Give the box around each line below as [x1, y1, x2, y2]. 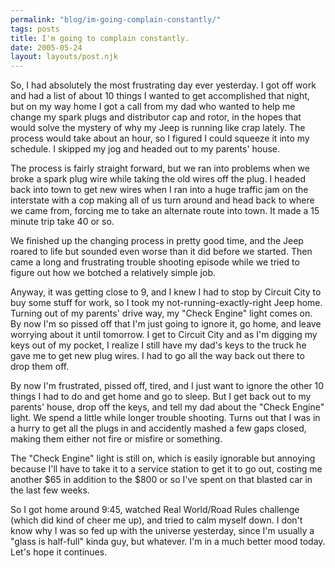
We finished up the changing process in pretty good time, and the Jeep [10, 235, 304, 247]
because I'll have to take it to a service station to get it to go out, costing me [10, 463, 323, 475]
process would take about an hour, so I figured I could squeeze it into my [10, 132, 310, 145]
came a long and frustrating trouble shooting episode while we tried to [10, 256, 300, 268]
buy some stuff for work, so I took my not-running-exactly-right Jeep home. [10, 297, 323, 309]
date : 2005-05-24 [10, 42, 83, 53]
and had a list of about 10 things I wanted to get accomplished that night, [10, 90, 310, 102]
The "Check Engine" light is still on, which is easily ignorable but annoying [10, 452, 316, 465]
